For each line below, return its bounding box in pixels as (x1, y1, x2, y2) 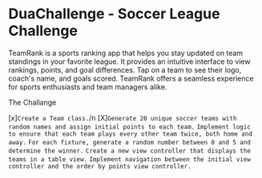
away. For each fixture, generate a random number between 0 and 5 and (8, 138, 251, 146)
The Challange (8, 97, 57, 107)
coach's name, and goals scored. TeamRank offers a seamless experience (8, 73, 254, 83)
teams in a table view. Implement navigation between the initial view (8, 155, 251, 164)
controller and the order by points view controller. (8, 162, 192, 170)
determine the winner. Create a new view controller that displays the (8, 147, 251, 155)
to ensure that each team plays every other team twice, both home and (8, 129, 252, 138)
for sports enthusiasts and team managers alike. (8, 81, 167, 92)
